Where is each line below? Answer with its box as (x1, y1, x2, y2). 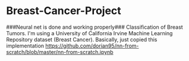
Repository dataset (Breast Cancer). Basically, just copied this (6, 36, 157, 43)
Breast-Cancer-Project (6, 4, 122, 18)
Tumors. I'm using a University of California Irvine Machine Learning (6, 29, 173, 36)
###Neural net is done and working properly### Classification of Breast (6, 23, 183, 30)
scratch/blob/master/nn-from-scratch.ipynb (6, 48, 114, 55)
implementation (6, 42, 45, 49)
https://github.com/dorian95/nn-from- (45, 42, 139, 49)
